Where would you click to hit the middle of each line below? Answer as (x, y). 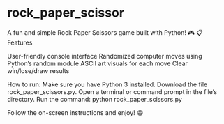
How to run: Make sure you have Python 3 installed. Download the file (107, 84)
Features (20, 42)
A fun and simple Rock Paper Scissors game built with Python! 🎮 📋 (105, 32)
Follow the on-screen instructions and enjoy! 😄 (75, 112)
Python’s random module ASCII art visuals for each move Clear (98, 63)
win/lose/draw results (38, 70)
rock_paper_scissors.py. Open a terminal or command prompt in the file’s (112, 91)
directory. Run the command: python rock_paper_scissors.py (95, 99)
